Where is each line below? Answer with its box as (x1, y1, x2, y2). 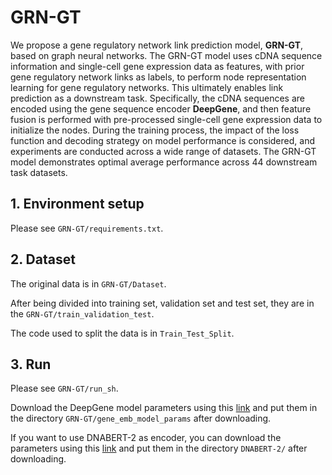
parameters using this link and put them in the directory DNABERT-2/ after (10, 442, 308, 455)
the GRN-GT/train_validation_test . (10, 307, 155, 320)
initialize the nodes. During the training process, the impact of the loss (10, 124, 300, 136)
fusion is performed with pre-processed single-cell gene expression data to (10, 113, 323, 125)
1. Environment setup (10, 196, 145, 213)
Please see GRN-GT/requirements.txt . (10, 222, 164, 234)
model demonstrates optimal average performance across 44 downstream (10, 156, 318, 168)
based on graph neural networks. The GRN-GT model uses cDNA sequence (10, 49, 323, 61)
